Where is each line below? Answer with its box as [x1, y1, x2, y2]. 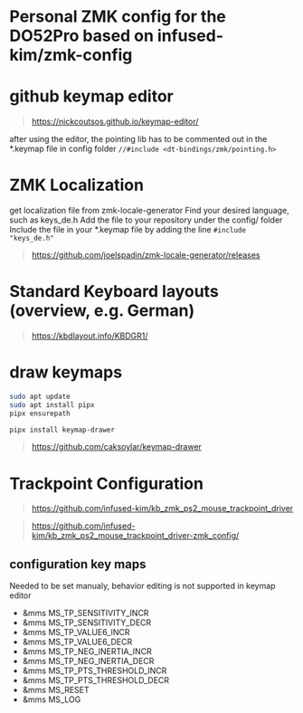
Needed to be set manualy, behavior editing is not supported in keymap [9, 581, 276, 592]
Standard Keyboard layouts [9, 281, 219, 302]
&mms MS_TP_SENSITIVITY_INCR [22, 608, 149, 619]
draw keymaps [9, 362, 123, 383]
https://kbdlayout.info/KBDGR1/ [31, 330, 148, 341]
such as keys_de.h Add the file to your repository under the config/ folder [9, 214, 283, 225]
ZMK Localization [9, 175, 145, 195]
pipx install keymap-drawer [9, 425, 116, 434]
